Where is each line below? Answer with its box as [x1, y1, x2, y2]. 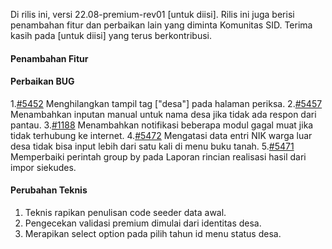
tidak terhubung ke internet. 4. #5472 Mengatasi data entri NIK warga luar [10, 129, 313, 141]
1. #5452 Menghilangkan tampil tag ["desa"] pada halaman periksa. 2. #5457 [10, 97, 323, 109]
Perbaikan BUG [10, 75, 75, 88]
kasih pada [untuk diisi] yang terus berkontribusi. [10, 30, 213, 41]
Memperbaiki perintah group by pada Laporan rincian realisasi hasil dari [10, 150, 307, 163]
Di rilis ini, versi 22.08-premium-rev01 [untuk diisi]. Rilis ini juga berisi [10, 9, 295, 20]
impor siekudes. [10, 161, 77, 173]
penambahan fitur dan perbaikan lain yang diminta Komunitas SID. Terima [10, 19, 313, 31]
